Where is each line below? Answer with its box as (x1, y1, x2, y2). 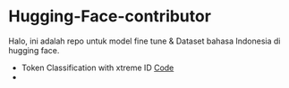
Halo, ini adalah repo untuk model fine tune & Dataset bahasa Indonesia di (8, 36, 281, 46)
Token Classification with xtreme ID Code (21, 62, 174, 73)
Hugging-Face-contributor (8, 6, 212, 27)
